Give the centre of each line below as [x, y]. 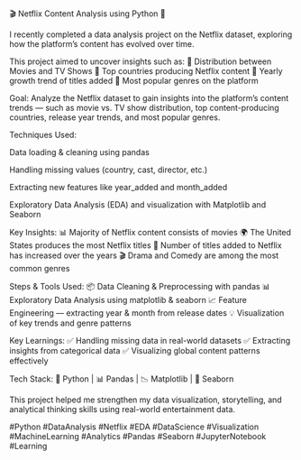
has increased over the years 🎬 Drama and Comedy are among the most [144, 255]
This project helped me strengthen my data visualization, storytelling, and [146, 400]
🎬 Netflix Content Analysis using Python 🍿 [88, 14]
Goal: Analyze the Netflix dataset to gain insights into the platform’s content [149, 98]
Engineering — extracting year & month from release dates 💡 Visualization [147, 313]
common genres [40, 268]
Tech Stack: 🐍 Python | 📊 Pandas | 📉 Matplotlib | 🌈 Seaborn [122, 379]
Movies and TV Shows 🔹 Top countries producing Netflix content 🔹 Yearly [146, 71]
